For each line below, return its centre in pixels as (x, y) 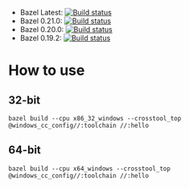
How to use (47, 70)
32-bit (25, 100)
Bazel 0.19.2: (41, 38)
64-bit (25, 150)
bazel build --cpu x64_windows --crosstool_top (90, 169)
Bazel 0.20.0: (42, 29)
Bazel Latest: (41, 12)
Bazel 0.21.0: (41, 21)
